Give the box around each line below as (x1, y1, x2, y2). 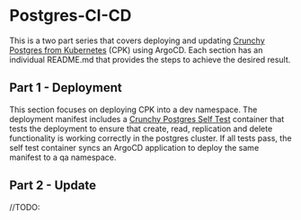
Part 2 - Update (9, 178, 97, 193)
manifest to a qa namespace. (9, 152, 117, 163)
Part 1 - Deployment (9, 80, 123, 95)
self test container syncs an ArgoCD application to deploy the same (9, 142, 260, 153)
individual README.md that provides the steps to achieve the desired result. (9, 54, 291, 65)
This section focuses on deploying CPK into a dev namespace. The (9, 104, 258, 115)
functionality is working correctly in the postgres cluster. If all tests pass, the (9, 132, 292, 144)
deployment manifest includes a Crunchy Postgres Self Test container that (9, 113, 285, 124)
